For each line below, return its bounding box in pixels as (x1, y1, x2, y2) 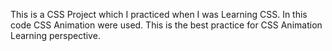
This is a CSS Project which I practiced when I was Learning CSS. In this (10, 9, 308, 20)
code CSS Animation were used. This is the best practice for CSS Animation (10, 19, 323, 31)
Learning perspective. (10, 30, 101, 41)
